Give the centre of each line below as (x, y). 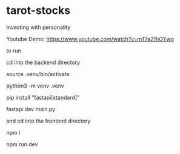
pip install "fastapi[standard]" (43, 97)
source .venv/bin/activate (38, 74)
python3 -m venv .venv (35, 86)
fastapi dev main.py (31, 109)
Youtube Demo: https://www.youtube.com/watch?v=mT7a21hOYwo (90, 39)
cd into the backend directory (43, 62)
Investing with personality (38, 27)
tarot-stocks (38, 11)
